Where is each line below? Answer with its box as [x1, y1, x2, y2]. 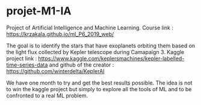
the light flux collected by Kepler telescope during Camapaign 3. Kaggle [6, 48, 185, 55]
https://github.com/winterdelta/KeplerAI [6, 67, 105, 74]
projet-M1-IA [6, 4, 72, 18]
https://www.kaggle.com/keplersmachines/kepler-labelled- [38, 55, 185, 62]
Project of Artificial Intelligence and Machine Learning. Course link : [6, 24, 173, 31]
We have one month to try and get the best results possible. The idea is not [6, 79, 193, 86]
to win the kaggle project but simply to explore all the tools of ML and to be [6, 85, 192, 92]
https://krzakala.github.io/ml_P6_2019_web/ [6, 30, 114, 37]
